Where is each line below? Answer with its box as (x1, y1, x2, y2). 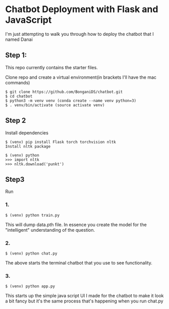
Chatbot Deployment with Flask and (5, 4, 158, 15)
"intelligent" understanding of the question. (5, 227, 95, 233)
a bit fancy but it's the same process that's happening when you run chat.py (5, 298, 163, 304)
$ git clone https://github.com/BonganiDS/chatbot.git (5, 89, 123, 94)
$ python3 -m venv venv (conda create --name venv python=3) (5, 98, 137, 103)
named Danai (5, 36, 33, 42)
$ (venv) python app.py (5, 284, 55, 289)
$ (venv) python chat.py (5, 251, 58, 256)
